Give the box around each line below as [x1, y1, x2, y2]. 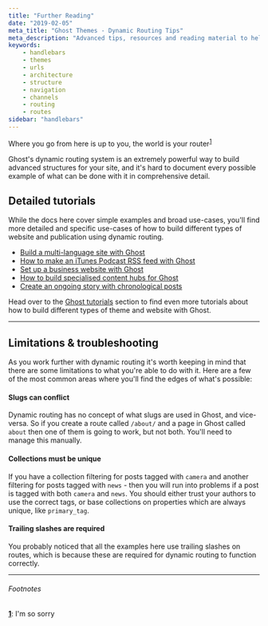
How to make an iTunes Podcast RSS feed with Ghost [19, 256, 195, 266]
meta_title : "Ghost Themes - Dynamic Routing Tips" [8, 26, 183, 34]
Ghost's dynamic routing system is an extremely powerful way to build [8, 154, 240, 163]
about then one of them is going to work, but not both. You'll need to [8, 427, 233, 437]
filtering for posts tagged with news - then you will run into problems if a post [8, 480, 259, 490]
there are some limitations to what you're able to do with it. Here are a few [8, 366, 251, 376]
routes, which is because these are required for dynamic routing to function [8, 549, 257, 559]
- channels [22, 93, 59, 101]
